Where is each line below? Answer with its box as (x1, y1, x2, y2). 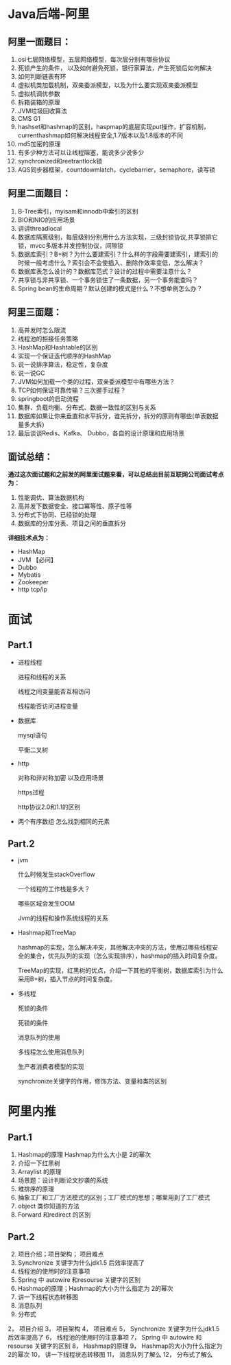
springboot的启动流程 (17, 394, 80, 402)
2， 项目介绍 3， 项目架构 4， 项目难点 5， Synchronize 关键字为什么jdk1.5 (8, 1324, 220, 1333)
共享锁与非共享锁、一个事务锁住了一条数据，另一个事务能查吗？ (17, 275, 198, 284)
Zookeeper (17, 578, 49, 586)
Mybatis (17, 571, 41, 579)
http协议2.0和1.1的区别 (17, 803, 81, 811)
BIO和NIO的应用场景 (17, 216, 75, 224)
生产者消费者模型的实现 (17, 1062, 84, 1071)
